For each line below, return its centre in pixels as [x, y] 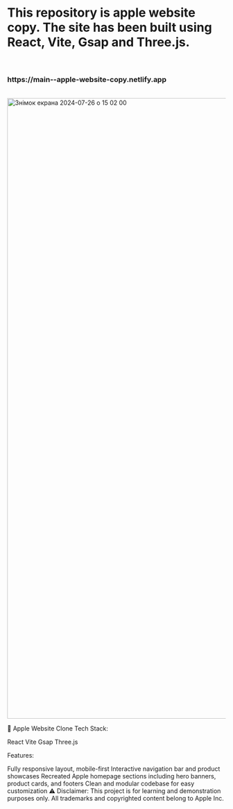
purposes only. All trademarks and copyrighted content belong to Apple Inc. [115, 799]
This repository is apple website [102, 13]
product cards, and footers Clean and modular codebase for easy [101, 784]
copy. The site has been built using [110, 27]
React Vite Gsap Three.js [43, 742]
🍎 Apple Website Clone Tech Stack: [58, 729]
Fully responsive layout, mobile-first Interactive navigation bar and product [114, 769]
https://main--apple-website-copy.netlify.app [87, 79]
